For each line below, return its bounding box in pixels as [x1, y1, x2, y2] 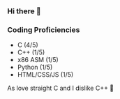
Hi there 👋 [7, 6, 42, 16]
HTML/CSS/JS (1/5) [17, 70, 74, 79]
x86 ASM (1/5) [17, 56, 59, 64]
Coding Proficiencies [7, 24, 80, 34]
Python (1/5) [17, 63, 53, 72]
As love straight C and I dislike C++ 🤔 [7, 84, 114, 93]
